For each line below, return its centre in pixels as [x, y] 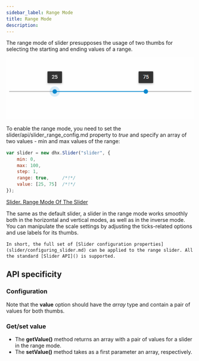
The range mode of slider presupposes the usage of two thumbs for [90, 43]
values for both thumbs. [35, 311]
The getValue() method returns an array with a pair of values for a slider [103, 339]
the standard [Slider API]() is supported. [61, 256]
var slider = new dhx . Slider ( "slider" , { [58, 153]
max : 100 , [29, 165]
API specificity [34, 274]
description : [22, 25]
